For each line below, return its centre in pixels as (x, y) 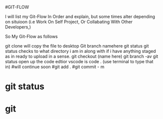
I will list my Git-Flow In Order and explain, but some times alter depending (80, 16)
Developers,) (18, 27)
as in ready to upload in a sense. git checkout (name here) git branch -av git (81, 56)
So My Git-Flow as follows (31, 36)
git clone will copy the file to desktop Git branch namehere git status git (77, 46)
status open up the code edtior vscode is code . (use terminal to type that (79, 61)
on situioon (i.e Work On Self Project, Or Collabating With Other (69, 22)
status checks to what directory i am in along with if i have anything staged (81, 51)
